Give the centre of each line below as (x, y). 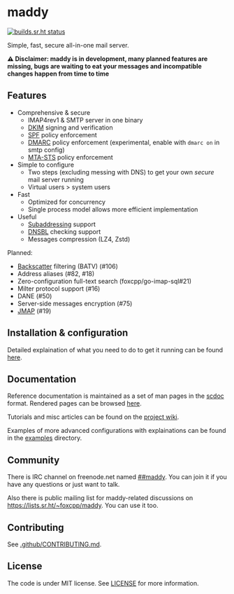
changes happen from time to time (58, 74)
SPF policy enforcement (63, 134)
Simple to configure (46, 165)
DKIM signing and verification (70, 127)
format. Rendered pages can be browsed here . (74, 403)
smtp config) (46, 150)
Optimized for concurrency (67, 202)
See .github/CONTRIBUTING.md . (54, 544)
